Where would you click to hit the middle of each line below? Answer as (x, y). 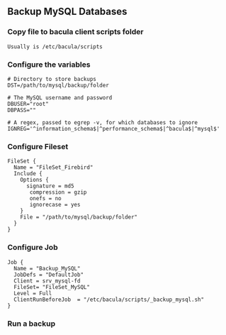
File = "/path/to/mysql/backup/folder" (79, 217)
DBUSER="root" (28, 104)
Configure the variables (49, 65)
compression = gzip (58, 192)
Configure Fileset (38, 146)
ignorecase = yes (55, 205)
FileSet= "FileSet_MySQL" (52, 287)
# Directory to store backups (52, 79)
